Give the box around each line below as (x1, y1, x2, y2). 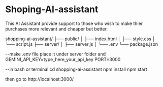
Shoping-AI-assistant (5, 4, 99, 15)
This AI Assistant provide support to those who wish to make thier (5, 20, 143, 26)
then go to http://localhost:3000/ (5, 76, 74, 82)
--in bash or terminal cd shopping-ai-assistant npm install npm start (5, 66, 147, 72)
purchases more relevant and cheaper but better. (5, 25, 108, 32)
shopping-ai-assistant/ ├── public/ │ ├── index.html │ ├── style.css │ (5, 36, 156, 42)
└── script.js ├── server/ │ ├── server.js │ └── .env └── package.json (5, 41, 158, 47)
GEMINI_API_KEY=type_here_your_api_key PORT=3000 (5, 56, 121, 62)
